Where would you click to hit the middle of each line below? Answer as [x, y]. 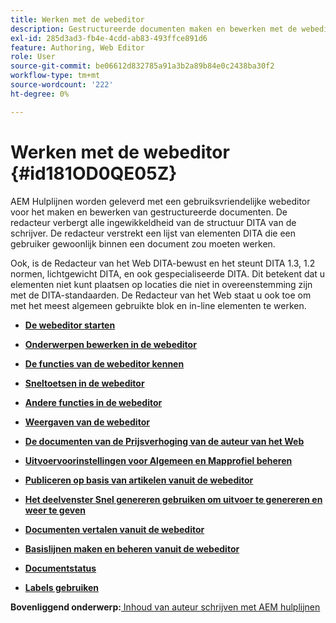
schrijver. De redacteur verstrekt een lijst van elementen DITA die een [153, 233]
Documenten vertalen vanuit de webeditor [114, 529]
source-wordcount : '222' [62, 85]
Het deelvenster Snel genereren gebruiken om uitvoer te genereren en [173, 499]
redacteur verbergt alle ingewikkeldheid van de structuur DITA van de [153, 222]
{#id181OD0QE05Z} [94, 173]
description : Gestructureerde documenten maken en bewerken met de [154, 29]
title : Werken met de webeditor [77, 19]
